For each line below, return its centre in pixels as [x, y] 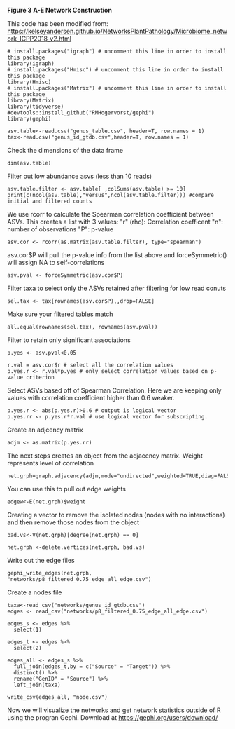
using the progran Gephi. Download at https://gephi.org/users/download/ [113, 717]
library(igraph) [31, 64]
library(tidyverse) [36, 107]
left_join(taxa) [37, 685]
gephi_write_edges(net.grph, [50, 573]
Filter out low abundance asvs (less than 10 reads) [80, 176]
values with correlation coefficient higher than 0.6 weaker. [91, 398]
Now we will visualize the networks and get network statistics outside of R [114, 710]
